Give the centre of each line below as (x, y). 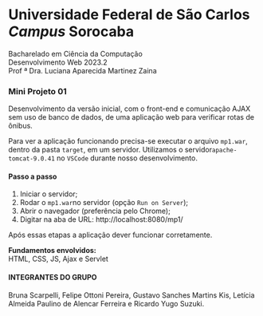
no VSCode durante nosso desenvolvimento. (127, 158)
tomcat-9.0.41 (32, 159)
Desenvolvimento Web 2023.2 (58, 62)
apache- (224, 150)
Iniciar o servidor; (49, 194)
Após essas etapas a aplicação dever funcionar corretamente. (110, 235)
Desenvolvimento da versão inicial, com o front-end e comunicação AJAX (130, 109)
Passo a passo (33, 176)
